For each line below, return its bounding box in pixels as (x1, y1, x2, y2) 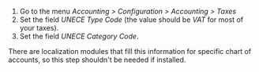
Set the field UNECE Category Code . (19, 31, 139, 41)
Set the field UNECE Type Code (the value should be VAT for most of (19, 15, 243, 24)
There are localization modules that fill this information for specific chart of (8, 47, 251, 56)
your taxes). (19, 23, 59, 32)
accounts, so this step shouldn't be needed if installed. (8, 55, 186, 64)
